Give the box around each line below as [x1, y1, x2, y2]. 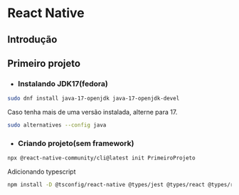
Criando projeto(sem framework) [17, 138, 134, 148]
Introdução [7, 33, 58, 46]
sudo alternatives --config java [7, 122, 107, 129]
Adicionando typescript [7, 167, 76, 176]
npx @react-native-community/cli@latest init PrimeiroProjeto [7, 154, 196, 162]
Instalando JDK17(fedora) [17, 78, 108, 88]
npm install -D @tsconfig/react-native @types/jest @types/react [7, 181, 205, 189]
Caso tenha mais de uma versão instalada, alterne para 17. [7, 108, 178, 117]
